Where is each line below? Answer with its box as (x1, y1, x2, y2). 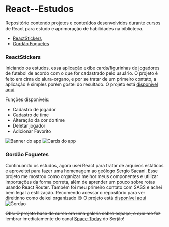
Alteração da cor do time (12, 117, 65, 123)
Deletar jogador (12, 123, 46, 129)
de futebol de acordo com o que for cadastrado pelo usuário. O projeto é (5, 70, 158, 77)
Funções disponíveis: (5, 96, 50, 103)
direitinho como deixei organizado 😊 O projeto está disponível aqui (5, 195, 147, 201)
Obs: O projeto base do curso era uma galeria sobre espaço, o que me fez (5, 210, 161, 216)
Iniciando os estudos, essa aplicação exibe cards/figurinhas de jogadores (5, 65, 160, 71)
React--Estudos (5, 3, 74, 15)
